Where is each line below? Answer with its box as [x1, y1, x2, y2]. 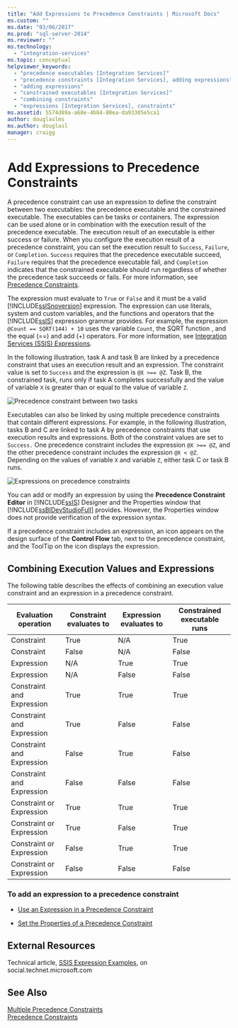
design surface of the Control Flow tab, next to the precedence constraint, [7, 535, 225, 543]
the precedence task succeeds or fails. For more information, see [7, 273, 198, 282]
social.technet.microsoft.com [7, 966, 93, 974]
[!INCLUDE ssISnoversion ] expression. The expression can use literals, [7, 302, 212, 310]
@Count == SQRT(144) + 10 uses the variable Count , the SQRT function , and [7, 324, 227, 333]
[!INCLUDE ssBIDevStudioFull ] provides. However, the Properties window [7, 506, 220, 514]
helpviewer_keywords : [7, 63, 72, 70]
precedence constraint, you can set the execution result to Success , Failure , [7, 243, 229, 251]
